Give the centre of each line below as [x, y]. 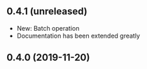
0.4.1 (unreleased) [47, 11]
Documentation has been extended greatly [78, 36]
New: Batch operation [48, 28]
